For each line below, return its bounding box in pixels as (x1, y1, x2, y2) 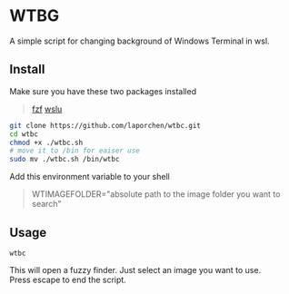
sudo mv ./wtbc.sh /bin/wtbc (9, 155, 120, 164)
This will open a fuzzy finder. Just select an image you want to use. (9, 264, 262, 275)
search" (31, 199, 62, 210)
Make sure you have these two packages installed (9, 85, 197, 96)
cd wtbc (9, 129, 39, 139)
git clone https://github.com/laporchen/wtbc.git (9, 121, 202, 130)
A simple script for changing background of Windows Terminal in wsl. (9, 35, 270, 46)
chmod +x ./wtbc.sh (9, 138, 84, 147)
